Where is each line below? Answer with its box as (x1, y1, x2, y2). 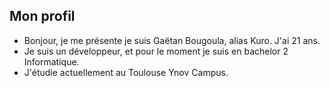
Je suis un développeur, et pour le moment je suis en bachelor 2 (23, 45, 289, 57)
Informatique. (23, 55, 80, 68)
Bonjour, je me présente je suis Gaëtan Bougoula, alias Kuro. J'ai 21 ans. (23, 34, 321, 46)
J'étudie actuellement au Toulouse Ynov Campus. (23, 66, 229, 78)
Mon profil (9, 8, 76, 25)
